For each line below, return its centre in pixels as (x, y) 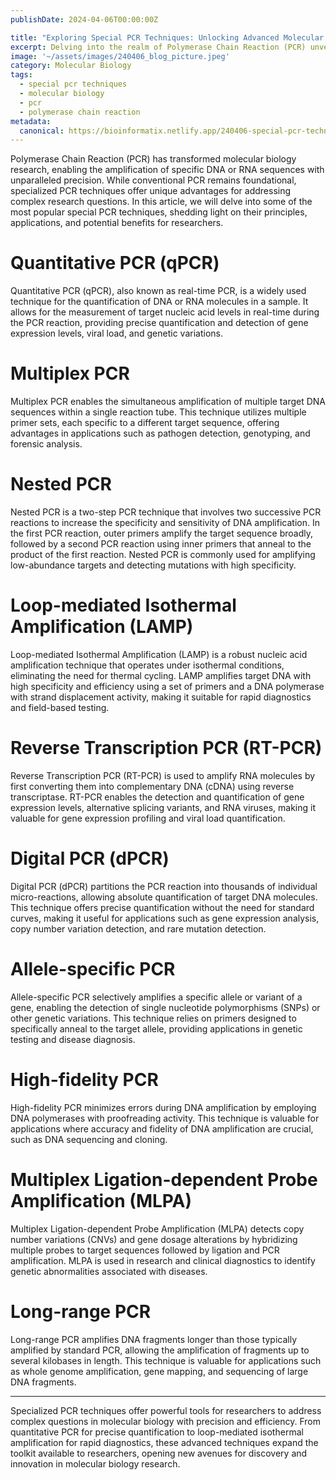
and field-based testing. (60, 707)
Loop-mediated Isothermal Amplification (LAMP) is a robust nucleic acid (159, 654)
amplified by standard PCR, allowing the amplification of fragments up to (160, 1350)
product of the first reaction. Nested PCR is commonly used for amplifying (163, 555)
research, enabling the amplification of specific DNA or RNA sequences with (167, 170)
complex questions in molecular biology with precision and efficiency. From (166, 1421)
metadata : (31, 121)
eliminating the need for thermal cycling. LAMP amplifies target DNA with (161, 675)
